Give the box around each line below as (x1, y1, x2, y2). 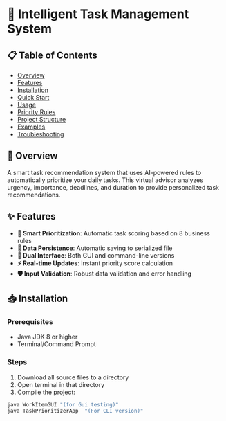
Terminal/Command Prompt (17, 340, 97, 348)
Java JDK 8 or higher (17, 332, 78, 341)
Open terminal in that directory (17, 380, 105, 388)
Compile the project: (17, 388, 76, 396)
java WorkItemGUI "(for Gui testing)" (7, 401, 119, 408)
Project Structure (17, 116, 66, 123)
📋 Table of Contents (7, 49, 98, 61)
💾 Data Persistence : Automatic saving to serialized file (17, 244, 173, 252)
